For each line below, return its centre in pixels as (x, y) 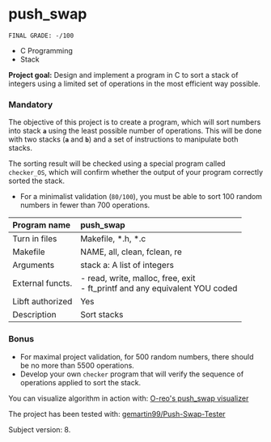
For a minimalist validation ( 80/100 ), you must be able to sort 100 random (141, 197)
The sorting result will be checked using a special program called (117, 164)
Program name (42, 225)
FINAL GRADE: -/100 (41, 36)
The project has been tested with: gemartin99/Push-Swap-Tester (117, 414)
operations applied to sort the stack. (80, 382)
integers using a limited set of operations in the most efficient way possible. (134, 83)
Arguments (34, 266)
